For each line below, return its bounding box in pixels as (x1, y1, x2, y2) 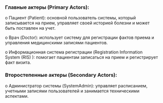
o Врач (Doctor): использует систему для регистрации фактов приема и (5, 34, 154, 40)
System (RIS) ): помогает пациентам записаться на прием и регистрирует (5, 54, 158, 60)
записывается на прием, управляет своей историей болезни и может (5, 20, 150, 26)
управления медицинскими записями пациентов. (5, 40, 108, 46)
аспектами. (5, 93, 29, 99)
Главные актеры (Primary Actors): (5, 4, 90, 11)
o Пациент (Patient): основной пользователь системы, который (5, 15, 136, 21)
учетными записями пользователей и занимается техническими (5, 88, 140, 94)
